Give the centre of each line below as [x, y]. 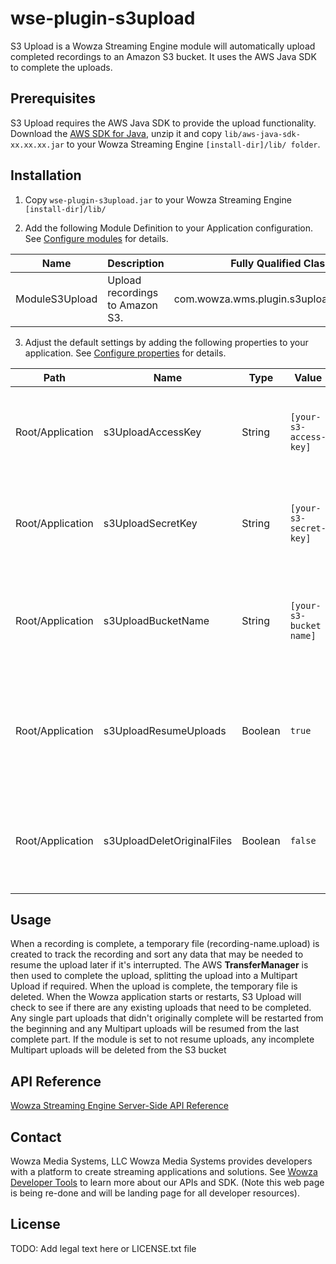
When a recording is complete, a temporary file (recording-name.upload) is [165, 944]
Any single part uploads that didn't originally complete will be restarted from [167, 1018]
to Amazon [132, 305]
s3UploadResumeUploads [165, 730]
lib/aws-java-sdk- [262, 134]
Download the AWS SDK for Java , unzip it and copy [116, 133]
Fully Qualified [266, 263]
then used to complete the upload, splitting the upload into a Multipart [154, 976]
